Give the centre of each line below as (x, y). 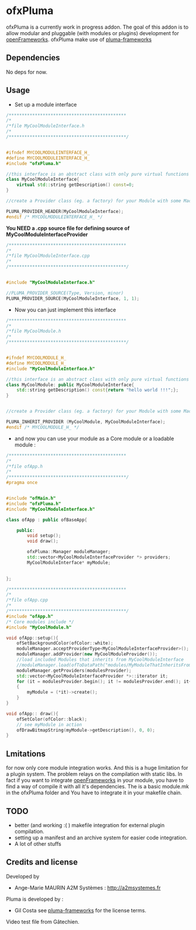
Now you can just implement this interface (65, 310)
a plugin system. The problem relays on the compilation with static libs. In (94, 774)
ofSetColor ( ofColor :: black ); (52, 719)
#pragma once (22, 483)
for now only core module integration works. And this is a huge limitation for (97, 768)
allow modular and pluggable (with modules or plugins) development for (93, 33)
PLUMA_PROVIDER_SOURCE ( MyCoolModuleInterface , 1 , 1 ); (73, 298)
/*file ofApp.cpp (27, 600)
